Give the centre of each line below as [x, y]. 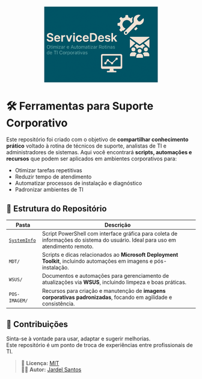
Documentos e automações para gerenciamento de [106, 276]
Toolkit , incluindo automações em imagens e [97, 261]
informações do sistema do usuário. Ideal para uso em [109, 240]
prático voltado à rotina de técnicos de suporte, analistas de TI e [87, 146]
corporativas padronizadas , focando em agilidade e [107, 297]
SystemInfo [22, 240]
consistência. [58, 303]
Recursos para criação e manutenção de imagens [104, 290]
